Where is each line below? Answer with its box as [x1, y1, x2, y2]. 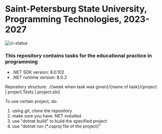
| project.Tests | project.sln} [5, 89, 61, 95]
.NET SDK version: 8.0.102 [12, 69, 65, 75]
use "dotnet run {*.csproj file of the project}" [12, 123, 101, 129]
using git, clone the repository [12, 108, 72, 114]
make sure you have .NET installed [12, 113, 81, 119]
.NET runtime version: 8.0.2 [12, 74, 67, 81]
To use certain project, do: [5, 99, 58, 104]
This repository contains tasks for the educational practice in [5, 52, 152, 59]
